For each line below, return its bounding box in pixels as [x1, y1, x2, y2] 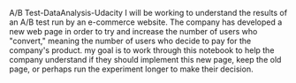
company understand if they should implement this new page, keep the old [9, 55, 282, 64]
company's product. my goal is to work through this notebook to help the [9, 45, 275, 56]
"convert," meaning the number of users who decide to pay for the [9, 35, 252, 46]
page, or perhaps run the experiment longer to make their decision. [9, 64, 254, 74]
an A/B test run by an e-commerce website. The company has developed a [9, 17, 283, 27]
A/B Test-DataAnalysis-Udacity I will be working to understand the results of [9, 8, 288, 18]
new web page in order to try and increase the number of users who [9, 26, 258, 36]
